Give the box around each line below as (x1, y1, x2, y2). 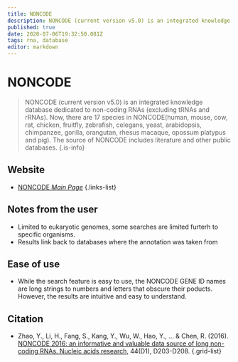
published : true (7, 24, 55, 31)
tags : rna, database (7, 37, 69, 44)
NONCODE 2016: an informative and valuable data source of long (17, 339, 210, 348)
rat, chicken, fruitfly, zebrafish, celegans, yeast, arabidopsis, (24, 120, 202, 129)
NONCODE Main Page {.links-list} (17, 182, 117, 191)
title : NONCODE (7, 10, 53, 18)
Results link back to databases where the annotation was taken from (17, 237, 218, 246)
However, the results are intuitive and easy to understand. (17, 292, 187, 301)
